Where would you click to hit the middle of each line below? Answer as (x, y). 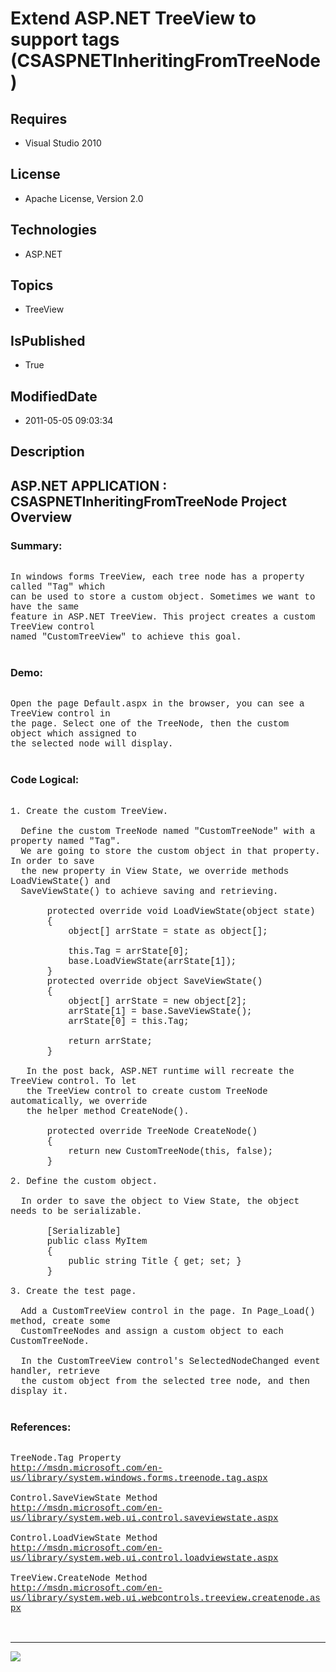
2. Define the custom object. (84, 1181)
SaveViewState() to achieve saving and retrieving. (149, 891)
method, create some (60, 1321)
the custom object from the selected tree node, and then (165, 1381)
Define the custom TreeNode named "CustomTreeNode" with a (168, 831)
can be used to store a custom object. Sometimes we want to (163, 597)
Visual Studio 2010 (63, 143)
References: (41, 1427)
